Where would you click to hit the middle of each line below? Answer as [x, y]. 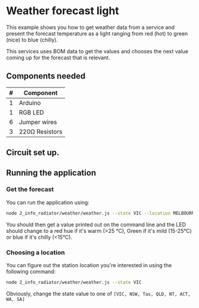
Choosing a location [36, 252]
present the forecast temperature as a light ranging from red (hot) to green [97, 33]
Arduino [30, 103]
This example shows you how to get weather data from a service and [90, 27]
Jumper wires [38, 122]
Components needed [46, 76]
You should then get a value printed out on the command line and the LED [96, 224]
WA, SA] [16, 299]
